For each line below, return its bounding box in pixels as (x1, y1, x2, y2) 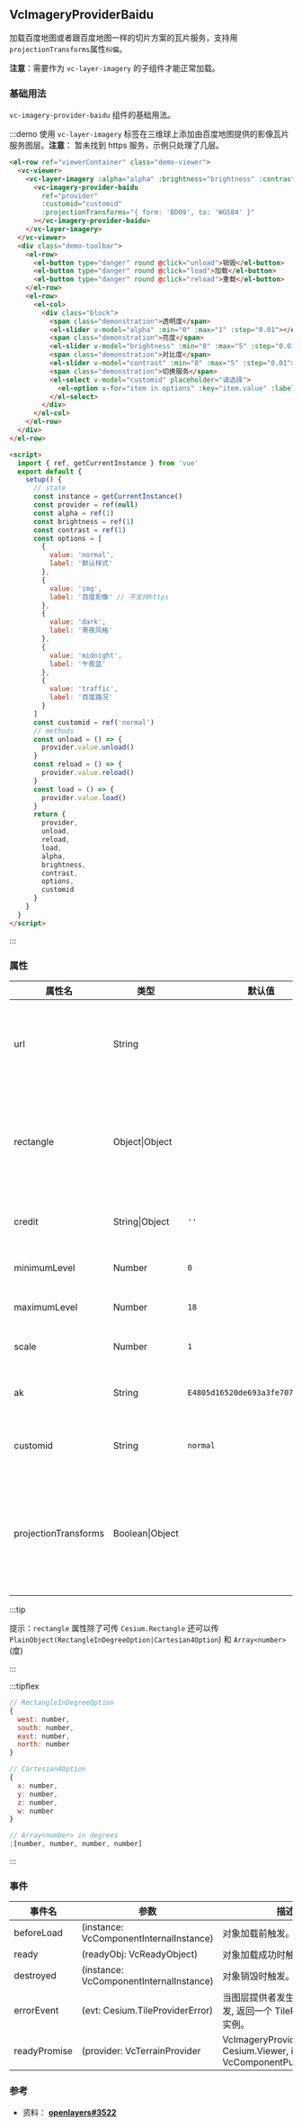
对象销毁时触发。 (222, 1970, 295, 1983)
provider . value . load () (41, 793, 127, 802)
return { (32, 810, 67, 819)
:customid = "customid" (41, 200, 123, 209)
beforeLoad (13, 1926, 63, 1939)
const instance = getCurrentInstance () (32, 492, 182, 501)
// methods (32, 726, 75, 735)
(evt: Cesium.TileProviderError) (81, 2005, 214, 2017)
